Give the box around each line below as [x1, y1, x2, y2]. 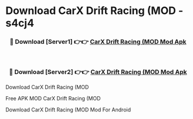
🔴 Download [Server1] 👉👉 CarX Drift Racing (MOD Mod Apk [9, 38, 187, 46]
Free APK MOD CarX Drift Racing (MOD [5, 94, 101, 101]
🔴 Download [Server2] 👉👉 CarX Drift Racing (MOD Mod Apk [9, 68, 187, 76]
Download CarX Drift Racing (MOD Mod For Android [5, 106, 131, 113]
